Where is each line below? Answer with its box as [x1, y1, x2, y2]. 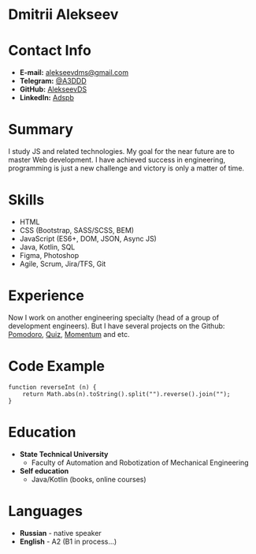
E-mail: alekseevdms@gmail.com [19, 68, 129, 77]
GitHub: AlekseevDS [19, 84, 87, 94]
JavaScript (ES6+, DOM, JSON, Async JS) [19, 234, 158, 243]
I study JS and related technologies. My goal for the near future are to [8, 147, 235, 156]
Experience [8, 286, 84, 305]
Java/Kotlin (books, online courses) [31, 474, 147, 484]
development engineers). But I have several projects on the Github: [8, 321, 225, 331]
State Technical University [19, 449, 109, 459]
